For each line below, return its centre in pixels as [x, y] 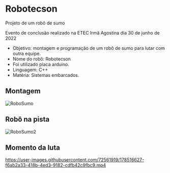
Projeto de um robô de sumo [35, 23]
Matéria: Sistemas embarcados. [46, 75]
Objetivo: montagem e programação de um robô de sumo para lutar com [89, 48]
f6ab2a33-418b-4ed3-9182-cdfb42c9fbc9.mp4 [56, 165]
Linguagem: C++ [30, 70]
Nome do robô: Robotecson [42, 59]
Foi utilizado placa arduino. [41, 64]
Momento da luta [33, 147]
